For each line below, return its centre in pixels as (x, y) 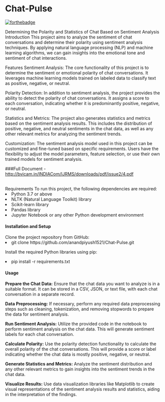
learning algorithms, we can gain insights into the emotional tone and (75, 53)
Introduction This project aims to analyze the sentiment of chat (69, 37)
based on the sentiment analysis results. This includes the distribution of (79, 123)
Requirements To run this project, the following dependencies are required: (81, 188)
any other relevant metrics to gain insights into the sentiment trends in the (80, 369)
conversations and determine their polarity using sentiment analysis (74, 42)
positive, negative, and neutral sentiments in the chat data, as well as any (79, 128)
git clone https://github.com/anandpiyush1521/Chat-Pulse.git (73, 243)
